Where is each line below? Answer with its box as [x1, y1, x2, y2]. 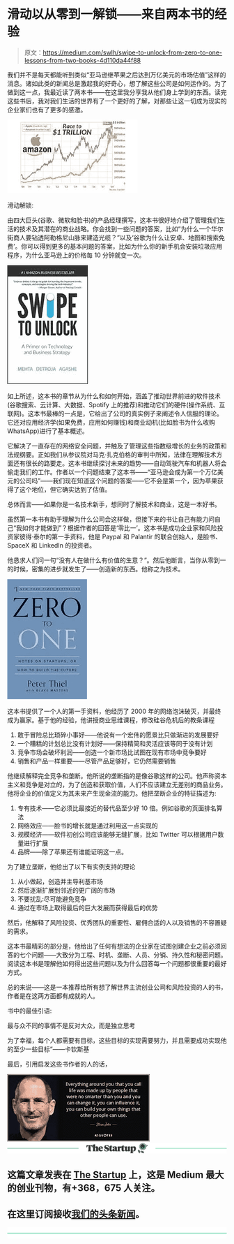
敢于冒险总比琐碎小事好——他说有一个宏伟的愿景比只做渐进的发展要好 [17, 731, 219, 739]
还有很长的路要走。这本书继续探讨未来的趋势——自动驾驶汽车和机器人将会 [13, 459, 227, 467]
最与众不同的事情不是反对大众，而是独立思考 [7, 1021, 136, 1030]
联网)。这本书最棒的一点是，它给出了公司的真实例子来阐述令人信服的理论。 [7, 409, 224, 418]
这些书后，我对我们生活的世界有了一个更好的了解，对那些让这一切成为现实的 [7, 96, 227, 105]
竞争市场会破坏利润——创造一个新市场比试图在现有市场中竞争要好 [17, 748, 207, 756]
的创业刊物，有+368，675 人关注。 [7, 1182, 160, 1194]
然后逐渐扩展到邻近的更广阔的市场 [17, 886, 116, 894]
